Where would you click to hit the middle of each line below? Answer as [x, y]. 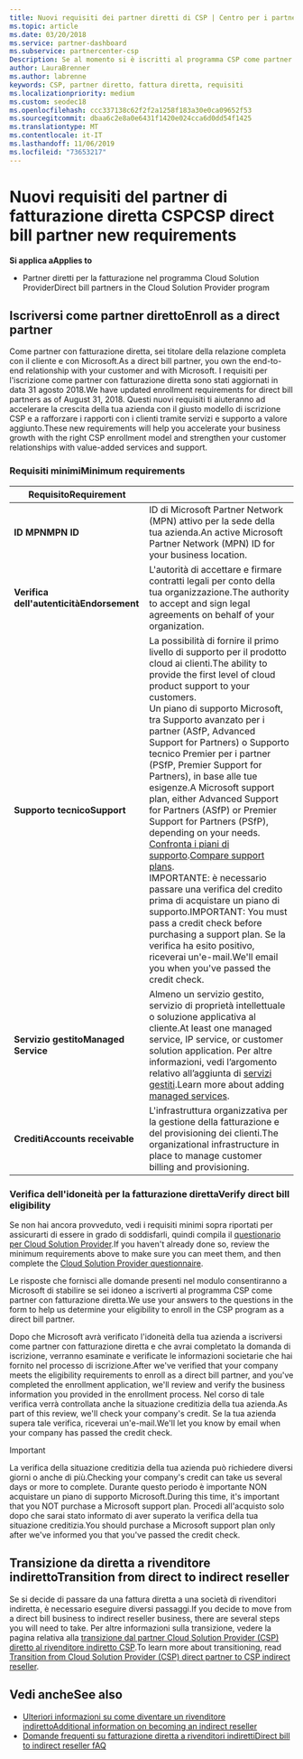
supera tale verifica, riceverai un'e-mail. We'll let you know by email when [145, 1423]
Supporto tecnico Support [70, 809]
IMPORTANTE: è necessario [208, 877]
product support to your [199, 686]
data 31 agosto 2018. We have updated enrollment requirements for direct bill [151, 390]
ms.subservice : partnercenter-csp [74, 51]
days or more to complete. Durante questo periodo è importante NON [138, 1486]
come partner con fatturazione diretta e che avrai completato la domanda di [150, 1346]
